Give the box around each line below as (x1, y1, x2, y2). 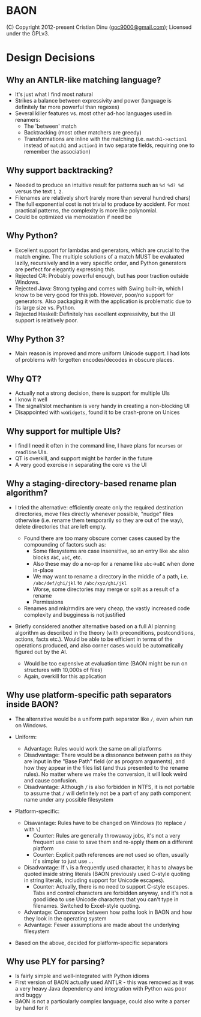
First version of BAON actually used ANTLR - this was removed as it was (14, 979, 194, 986)
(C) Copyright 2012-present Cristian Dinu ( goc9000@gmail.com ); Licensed (6, 23, 192, 31)
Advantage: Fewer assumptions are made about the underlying (23, 921, 180, 928)
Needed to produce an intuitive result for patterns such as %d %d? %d (14, 181, 184, 188)
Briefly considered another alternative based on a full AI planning (14, 622, 176, 630)
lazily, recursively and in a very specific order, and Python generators (14, 259, 187, 266)
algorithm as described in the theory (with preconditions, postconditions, (14, 629, 196, 636)
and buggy (14, 991, 42, 999)
